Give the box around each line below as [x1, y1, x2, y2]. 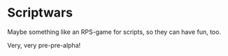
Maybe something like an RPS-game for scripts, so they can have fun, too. [7, 28, 222, 36]
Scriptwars [7, 5, 73, 21]
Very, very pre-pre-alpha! [7, 41, 81, 49]
